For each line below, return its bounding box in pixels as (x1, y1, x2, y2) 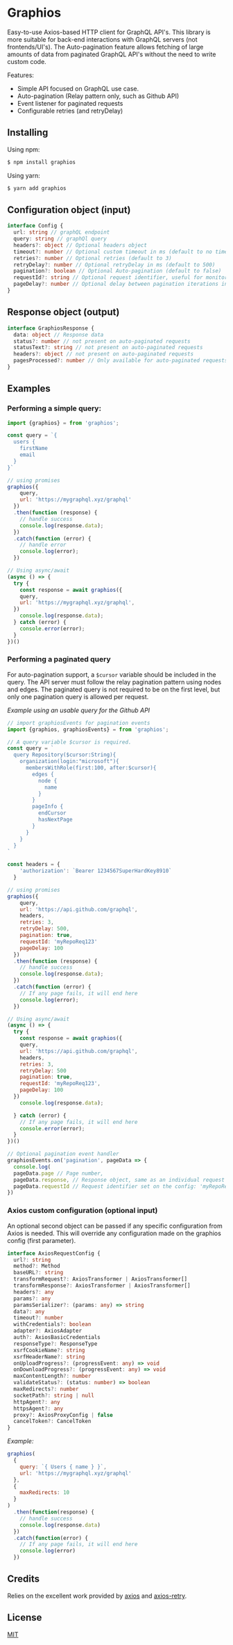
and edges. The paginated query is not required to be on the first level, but (7, 685, 221, 693)
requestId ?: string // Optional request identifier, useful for (13, 274, 203, 281)
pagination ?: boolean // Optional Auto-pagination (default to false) (13, 268, 222, 275)
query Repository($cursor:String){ (13, 751, 116, 759)
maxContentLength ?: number (13, 1372, 92, 1380)
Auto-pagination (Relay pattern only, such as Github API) (17, 92, 180, 100)
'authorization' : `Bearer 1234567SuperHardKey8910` (19, 867, 172, 874)
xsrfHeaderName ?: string (13, 1353, 85, 1361)
